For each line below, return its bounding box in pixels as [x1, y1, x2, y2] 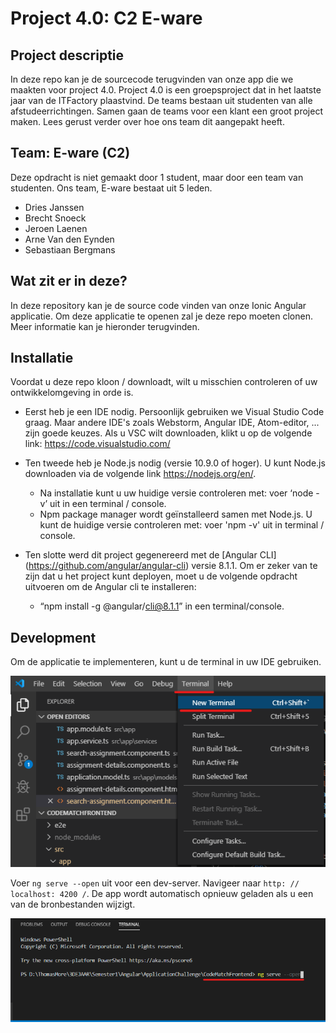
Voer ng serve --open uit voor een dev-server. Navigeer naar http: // [10, 877, 300, 889]
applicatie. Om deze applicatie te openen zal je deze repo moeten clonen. [10, 310, 313, 322]
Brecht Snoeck [24, 212, 87, 224]
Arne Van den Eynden [24, 233, 115, 245]
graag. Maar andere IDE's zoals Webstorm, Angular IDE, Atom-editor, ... [24, 417, 320, 429]
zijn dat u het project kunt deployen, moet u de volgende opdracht [24, 570, 298, 582]
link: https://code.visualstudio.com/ [24, 438, 171, 450]
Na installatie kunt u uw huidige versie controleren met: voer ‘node [39, 487, 314, 499]
